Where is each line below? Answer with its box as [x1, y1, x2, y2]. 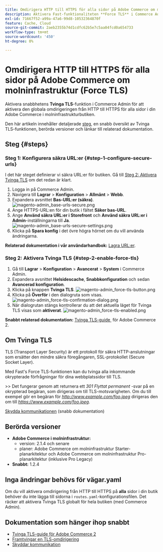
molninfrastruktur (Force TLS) [5, 85, 129, 96]
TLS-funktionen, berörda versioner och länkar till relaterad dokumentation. [5, 126, 154, 132]
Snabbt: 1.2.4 [12, 461, 40, 467]
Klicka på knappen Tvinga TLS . [12, 286, 75, 293]
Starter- [114, 446, 131, 452]
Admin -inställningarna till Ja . [12, 217, 70, 223]
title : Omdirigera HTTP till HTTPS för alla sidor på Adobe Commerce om [5, 7, 155, 12]
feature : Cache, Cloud [5, 20, 51, 26]
